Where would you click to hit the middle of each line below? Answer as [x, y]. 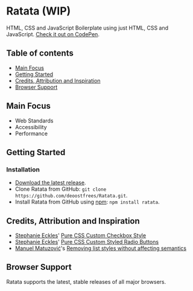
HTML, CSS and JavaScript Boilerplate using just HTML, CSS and [87, 28]
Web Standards [34, 120]
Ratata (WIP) [39, 11]
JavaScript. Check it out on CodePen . [53, 34]
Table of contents [40, 53]
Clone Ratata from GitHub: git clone [61, 189]
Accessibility [31, 127]
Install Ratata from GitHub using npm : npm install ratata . [87, 202]
